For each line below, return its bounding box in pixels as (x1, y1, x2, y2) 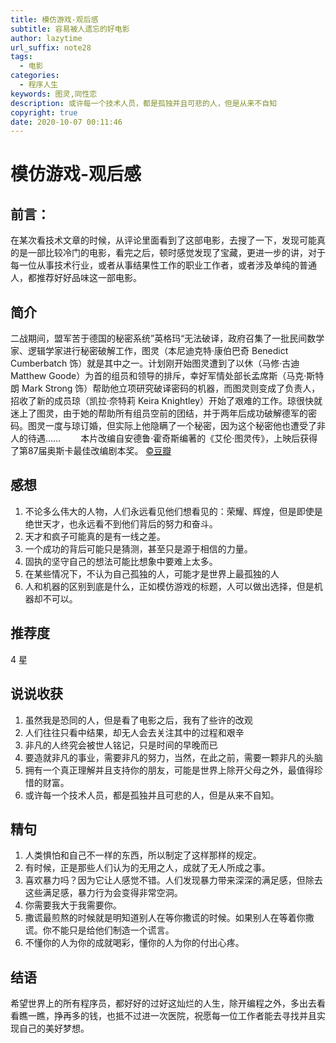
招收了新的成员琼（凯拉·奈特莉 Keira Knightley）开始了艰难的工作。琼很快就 (10, 395, 323, 407)
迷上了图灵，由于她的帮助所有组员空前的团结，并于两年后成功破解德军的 (10, 407, 308, 420)
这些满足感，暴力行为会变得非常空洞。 (24, 887, 183, 899)
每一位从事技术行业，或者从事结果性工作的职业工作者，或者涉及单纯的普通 (10, 259, 317, 271)
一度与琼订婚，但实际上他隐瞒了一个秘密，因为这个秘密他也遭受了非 (44, 420, 326, 432)
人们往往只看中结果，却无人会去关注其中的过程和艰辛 (24, 726, 245, 738)
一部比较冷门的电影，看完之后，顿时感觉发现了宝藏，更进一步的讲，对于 (27, 247, 326, 259)
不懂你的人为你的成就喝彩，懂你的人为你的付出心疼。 (24, 937, 245, 949)
